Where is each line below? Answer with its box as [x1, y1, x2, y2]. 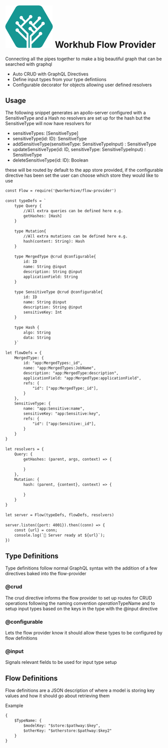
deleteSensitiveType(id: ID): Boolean [12, 157, 89, 163]
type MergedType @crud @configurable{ [14, 254, 96, 259]
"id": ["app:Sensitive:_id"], [32, 421, 96, 427]
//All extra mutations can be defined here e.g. [23, 234, 128, 239]
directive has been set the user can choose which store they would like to [5, 172, 159, 178]
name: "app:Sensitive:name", [23, 406, 85, 412]
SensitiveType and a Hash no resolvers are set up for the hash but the [5, 115, 151, 121]
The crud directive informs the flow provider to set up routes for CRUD [5, 594, 152, 601]
